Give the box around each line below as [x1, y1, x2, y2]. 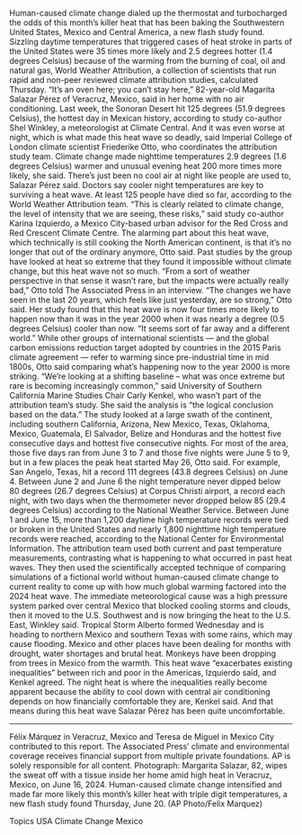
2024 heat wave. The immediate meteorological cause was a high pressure [9, 591, 288, 601]
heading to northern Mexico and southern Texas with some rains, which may [9, 629, 293, 640]
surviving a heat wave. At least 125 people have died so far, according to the [9, 189, 292, 200]
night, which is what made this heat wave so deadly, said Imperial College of [9, 132, 292, 142]
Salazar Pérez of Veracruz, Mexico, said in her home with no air [9, 94, 244, 104]
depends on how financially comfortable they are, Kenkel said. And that [9, 696, 274, 706]
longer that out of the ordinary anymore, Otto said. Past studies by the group [9, 247, 292, 257]
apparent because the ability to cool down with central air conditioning [9, 687, 271, 696]
